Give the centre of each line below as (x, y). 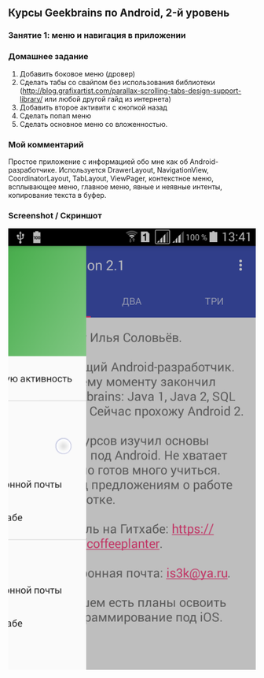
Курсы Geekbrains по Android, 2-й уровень (119, 13)
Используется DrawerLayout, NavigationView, (134, 169)
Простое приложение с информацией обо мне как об (98, 162)
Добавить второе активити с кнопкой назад (93, 107)
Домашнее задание (48, 57)
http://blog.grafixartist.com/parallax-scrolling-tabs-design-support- (132, 91)
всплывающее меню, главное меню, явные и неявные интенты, (115, 186)
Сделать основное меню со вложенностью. (93, 124)
